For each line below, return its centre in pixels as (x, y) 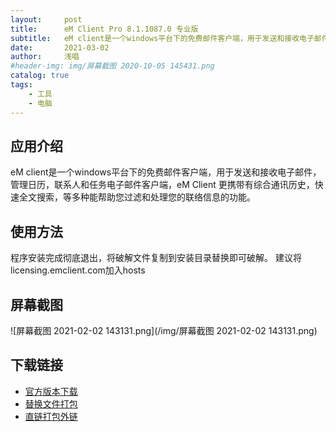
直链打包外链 (51, 416)
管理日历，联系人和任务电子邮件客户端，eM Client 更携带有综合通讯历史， (162, 185)
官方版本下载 (51, 391)
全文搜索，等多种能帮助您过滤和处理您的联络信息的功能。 (137, 197)
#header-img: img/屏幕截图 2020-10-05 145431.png (112, 66)
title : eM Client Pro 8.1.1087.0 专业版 (104, 29)
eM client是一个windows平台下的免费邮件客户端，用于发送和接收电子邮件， (166, 172)
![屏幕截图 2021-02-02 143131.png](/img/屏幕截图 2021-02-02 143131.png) (164, 330)
